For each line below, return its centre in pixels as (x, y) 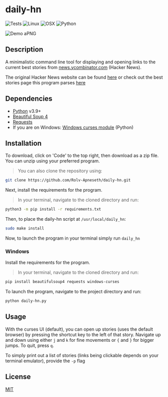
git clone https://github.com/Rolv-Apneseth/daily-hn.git (68, 180)
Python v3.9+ (27, 111)
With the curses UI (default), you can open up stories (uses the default (79, 329)
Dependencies (29, 99)
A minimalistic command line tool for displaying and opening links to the (80, 62)
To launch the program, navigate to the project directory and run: (73, 292)
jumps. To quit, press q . (30, 345)
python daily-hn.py (26, 301)
